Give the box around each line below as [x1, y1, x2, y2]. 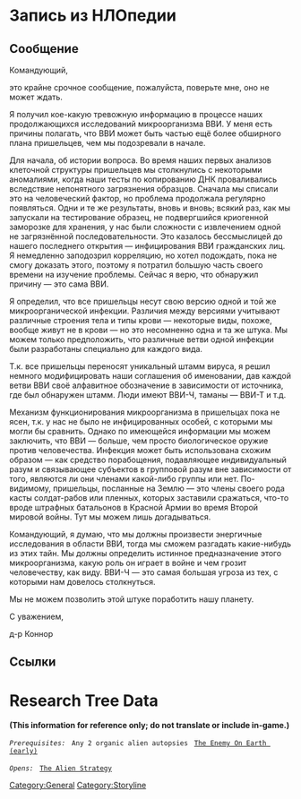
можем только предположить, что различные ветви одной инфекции [9, 334, 275, 345]
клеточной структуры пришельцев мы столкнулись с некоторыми [9, 165, 262, 175]
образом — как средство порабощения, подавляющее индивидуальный [9, 454, 287, 465]
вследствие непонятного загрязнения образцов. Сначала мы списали [9, 184, 279, 193]
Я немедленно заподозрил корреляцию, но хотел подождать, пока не [9, 250, 278, 261]
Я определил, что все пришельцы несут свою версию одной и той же [9, 296, 277, 306]
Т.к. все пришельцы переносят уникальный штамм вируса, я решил [9, 361, 271, 372]
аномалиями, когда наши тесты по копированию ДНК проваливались [9, 174, 278, 185]
